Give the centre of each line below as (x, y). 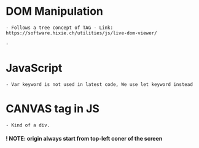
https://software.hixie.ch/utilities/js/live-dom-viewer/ (81, 33)
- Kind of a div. (28, 125)
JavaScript (34, 68)
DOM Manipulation (55, 11)
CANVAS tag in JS (53, 109)
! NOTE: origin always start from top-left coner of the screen (84, 139)
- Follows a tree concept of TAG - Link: (60, 28)
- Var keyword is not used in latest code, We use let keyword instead (99, 84)
